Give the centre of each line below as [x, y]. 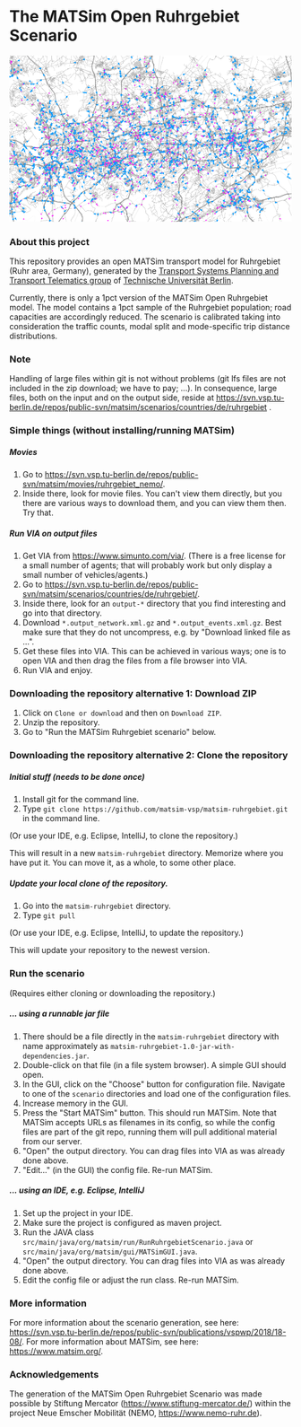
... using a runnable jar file [60, 1014]
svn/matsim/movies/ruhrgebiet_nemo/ [93, 484]
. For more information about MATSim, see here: [110, 1341]
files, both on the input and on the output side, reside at [112, 398]
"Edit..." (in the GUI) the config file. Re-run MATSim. [117, 1169]
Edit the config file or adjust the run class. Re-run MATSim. [130, 1280]
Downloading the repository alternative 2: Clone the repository [149, 756]
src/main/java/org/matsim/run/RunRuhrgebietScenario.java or [138, 1241]
